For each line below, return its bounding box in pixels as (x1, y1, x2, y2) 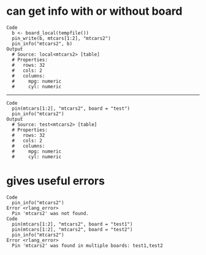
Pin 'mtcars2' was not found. (12, 210, 89, 216)
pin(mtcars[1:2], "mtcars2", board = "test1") (12, 221, 133, 227)
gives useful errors (6, 174, 105, 188)
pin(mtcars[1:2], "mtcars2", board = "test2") (12, 226, 133, 232)
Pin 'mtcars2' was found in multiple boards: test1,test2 (12, 242, 164, 249)
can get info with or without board (6, 4, 183, 18)
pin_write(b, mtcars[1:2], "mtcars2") (12, 35, 112, 41)
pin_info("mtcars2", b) (12, 40, 72, 47)
